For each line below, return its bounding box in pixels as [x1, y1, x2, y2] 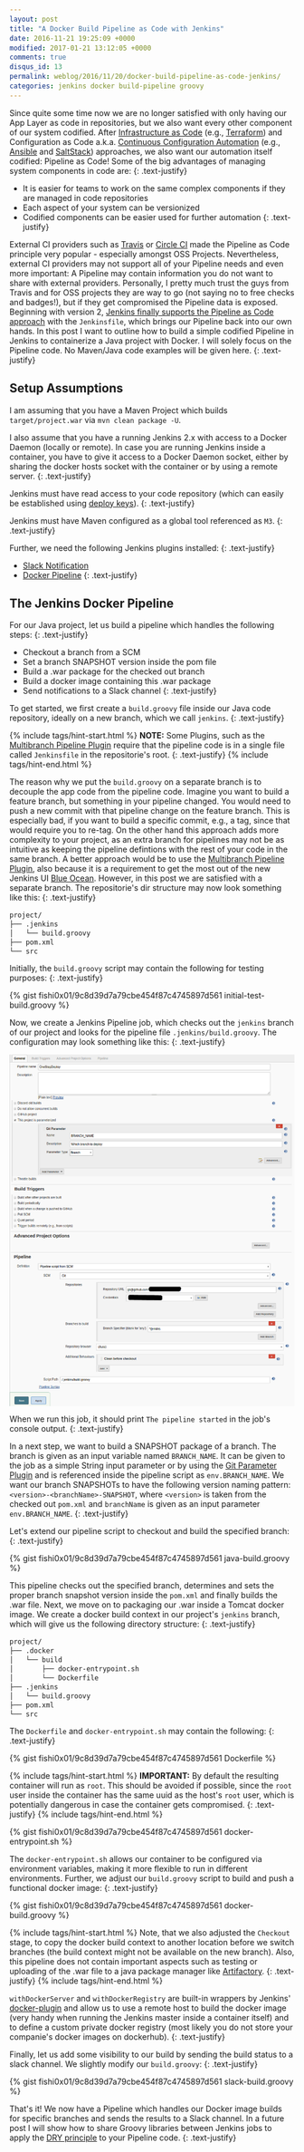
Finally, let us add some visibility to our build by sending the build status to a [9, 2049, 294, 2060]
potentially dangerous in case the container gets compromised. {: [9, 1800, 253, 1810]
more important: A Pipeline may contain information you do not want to [9, 267, 273, 278]
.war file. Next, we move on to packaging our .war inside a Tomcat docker [9, 1599, 285, 1610]
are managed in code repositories [22, 192, 149, 203]
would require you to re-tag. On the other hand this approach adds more [9, 825, 279, 835]
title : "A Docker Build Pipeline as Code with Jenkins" [9, 24, 224, 34]
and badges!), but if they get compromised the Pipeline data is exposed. [9, 296, 279, 307]
